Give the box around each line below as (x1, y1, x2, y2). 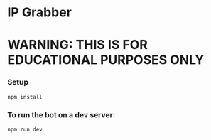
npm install (7, 93, 43, 100)
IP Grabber (7, 4, 72, 21)
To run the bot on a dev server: (7, 109, 116, 119)
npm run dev (7, 126, 43, 133)
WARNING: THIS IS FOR (7, 37, 148, 53)
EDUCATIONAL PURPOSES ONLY (7, 52, 205, 68)
